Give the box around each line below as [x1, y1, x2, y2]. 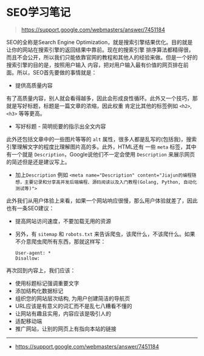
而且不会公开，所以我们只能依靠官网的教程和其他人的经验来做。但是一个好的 [6, 53, 198, 61]
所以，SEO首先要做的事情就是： [16, 69, 97, 76]
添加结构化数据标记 [15, 287, 64, 294]
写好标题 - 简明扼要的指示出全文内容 [15, 123, 106, 130]
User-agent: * [15, 250, 51, 256]
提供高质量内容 [15, 81, 53, 89]
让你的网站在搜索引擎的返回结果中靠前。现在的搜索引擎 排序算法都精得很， [6, 46, 194, 53]
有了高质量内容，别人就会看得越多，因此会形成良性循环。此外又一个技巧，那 [6, 95, 198, 102]
